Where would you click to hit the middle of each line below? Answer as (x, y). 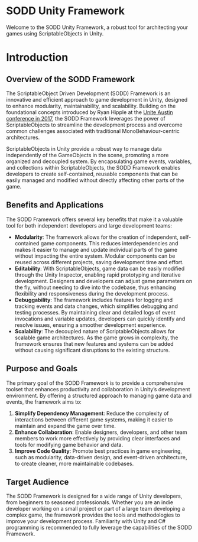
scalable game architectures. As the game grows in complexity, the (96, 337)
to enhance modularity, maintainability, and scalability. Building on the (91, 106)
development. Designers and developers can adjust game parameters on (103, 281)
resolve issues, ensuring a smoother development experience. (90, 325)
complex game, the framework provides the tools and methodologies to (93, 515)
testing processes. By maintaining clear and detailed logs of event (95, 312)
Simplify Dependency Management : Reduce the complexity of (92, 413)
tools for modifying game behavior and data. (69, 444)
